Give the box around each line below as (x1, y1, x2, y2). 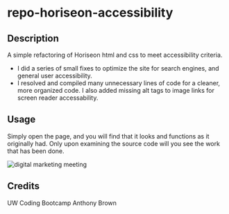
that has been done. (7, 147, 65, 155)
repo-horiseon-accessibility (7, 5, 173, 21)
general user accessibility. (17, 71, 92, 80)
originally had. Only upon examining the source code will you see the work (7, 139, 221, 148)
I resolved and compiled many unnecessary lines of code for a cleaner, (17, 79, 221, 87)
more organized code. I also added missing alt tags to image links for (17, 87, 215, 94)
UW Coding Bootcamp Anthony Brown (7, 199, 117, 207)
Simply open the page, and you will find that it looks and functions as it (7, 132, 210, 140)
